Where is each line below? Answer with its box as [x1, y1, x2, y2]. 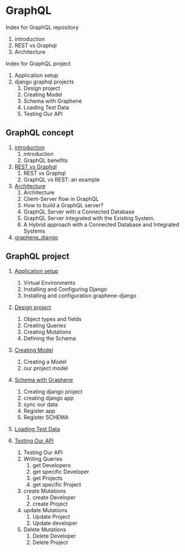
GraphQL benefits [23, 157, 68, 164]
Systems [23, 227, 46, 235]
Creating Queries [23, 322, 67, 329]
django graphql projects [14, 78, 74, 85]
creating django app [23, 394, 74, 401]
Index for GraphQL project [5, 60, 71, 67]
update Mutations [23, 506, 68, 514]
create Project [32, 500, 68, 507]
